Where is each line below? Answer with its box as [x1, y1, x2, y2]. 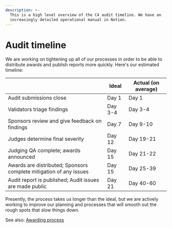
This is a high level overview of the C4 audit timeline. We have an [10, 12, 161, 17]
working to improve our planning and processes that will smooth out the [5, 201, 157, 208]
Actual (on [133, 79, 160, 86]
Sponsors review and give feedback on [8, 118, 102, 125]
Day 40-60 [128, 180, 156, 187]
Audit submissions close [8, 94, 67, 102]
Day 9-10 [128, 121, 153, 128]
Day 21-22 [128, 150, 156, 157]
